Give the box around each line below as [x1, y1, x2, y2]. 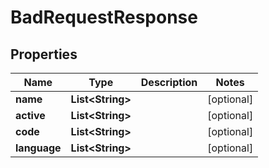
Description [140, 76, 198, 89]
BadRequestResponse [10, 6, 198, 29]
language [15, 141, 62, 155]
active [15, 109, 46, 122]
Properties [10, 46, 78, 63]
